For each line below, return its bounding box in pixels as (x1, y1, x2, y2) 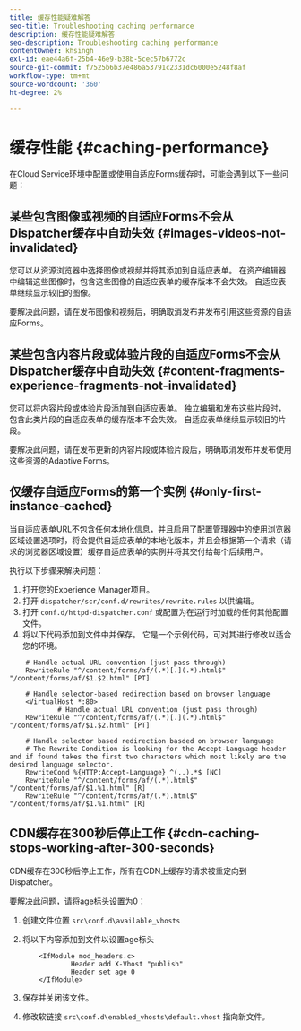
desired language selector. (9, 759, 115, 769)
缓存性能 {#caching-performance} (9, 137, 270, 158)
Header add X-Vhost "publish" (70, 959, 184, 968)
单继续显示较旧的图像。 (9, 288, 96, 299)
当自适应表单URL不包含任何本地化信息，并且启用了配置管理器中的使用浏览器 (9, 524, 292, 534)
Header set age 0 (70, 967, 136, 976)
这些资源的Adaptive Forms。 (9, 455, 115, 466)
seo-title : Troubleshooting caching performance (9, 22, 194, 30)
